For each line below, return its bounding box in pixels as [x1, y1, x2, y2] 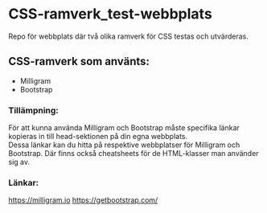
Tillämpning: [8, 104, 59, 116]
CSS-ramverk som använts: [8, 55, 150, 68]
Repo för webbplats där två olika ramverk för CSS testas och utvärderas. [8, 31, 249, 41]
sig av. [8, 158, 31, 167]
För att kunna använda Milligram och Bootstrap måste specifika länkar [8, 123, 240, 133]
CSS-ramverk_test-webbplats [8, 5, 213, 23]
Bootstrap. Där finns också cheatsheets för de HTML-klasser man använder [8, 149, 259, 158]
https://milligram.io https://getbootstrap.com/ [8, 195, 158, 205]
